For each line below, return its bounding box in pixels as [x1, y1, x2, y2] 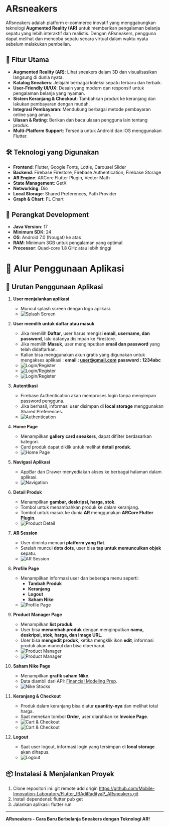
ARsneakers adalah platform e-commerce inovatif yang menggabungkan [6, 20, 156, 26]
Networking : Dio [13, 185, 48, 191]
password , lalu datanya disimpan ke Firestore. [20, 336, 116, 342]
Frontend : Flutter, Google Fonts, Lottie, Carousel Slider [13, 164, 126, 170]
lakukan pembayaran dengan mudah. [13, 101, 90, 107]
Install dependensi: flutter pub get [13, 796, 83, 802]
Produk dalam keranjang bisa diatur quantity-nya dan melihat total [20, 703, 158, 709]
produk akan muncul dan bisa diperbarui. [20, 643, 106, 649]
